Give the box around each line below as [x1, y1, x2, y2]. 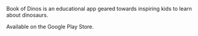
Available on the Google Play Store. [6, 23, 94, 30]
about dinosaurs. [6, 11, 48, 19]
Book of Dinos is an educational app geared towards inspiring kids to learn [6, 5, 193, 12]
